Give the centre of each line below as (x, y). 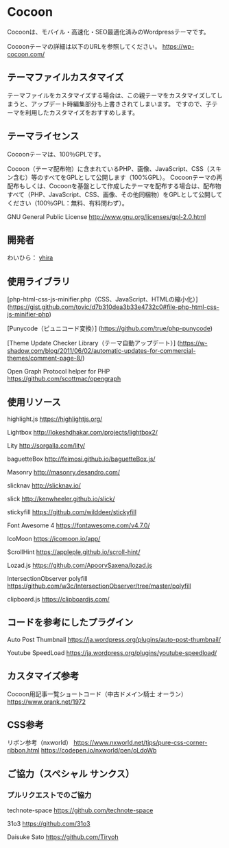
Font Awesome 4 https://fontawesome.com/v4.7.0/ (79, 525)
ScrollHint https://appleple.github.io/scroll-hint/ (74, 552)
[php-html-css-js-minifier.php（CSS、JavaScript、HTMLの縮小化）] (103, 299)
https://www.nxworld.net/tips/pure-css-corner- (140, 743)
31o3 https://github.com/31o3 (49, 824)
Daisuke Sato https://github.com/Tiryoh (63, 837)
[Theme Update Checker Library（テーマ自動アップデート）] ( (93, 343)
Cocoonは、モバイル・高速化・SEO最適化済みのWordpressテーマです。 (109, 32)
